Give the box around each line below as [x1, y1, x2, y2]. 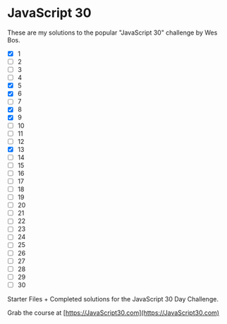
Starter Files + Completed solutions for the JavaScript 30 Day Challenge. [7, 294, 219, 303]
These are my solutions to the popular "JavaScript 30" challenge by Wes [7, 28, 218, 37]
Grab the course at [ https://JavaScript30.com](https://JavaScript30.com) [7, 308, 220, 317]
